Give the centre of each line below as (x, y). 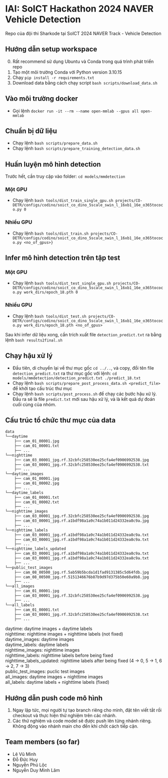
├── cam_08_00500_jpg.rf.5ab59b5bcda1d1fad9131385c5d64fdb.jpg (82, 572)
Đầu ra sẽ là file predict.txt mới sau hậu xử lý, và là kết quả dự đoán (84, 399)
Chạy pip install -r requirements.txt (53, 77)
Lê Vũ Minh (24, 754)
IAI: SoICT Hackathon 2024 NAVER (79, 9)
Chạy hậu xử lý (29, 356)
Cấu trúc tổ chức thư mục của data (60, 420)
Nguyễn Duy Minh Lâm (36, 770)
